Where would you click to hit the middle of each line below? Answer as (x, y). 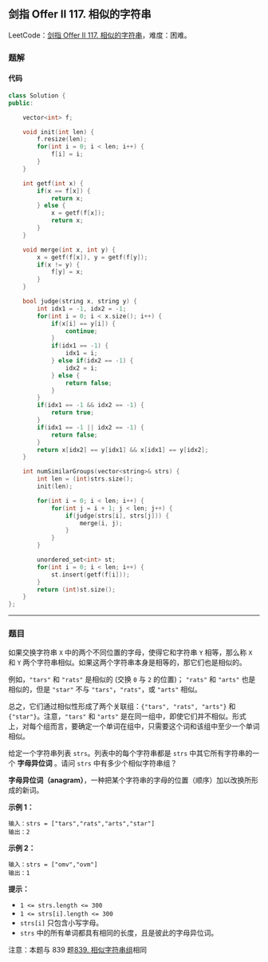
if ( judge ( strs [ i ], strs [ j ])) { (117, 516)
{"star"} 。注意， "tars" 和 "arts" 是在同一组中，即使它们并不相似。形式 (127, 716)
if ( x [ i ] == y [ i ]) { (83, 323)
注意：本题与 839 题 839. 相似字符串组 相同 (78, 950)
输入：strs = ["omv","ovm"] (53, 865)
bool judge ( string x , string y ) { (80, 302)
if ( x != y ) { (59, 265)
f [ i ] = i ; (67, 154)
